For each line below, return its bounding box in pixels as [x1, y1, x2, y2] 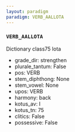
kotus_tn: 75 [14, 106, 45, 113]
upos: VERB [14, 87, 43, 94]
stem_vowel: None [14, 82, 59, 89]
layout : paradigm [6, 8, 49, 15]
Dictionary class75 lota [6, 45, 62, 52]
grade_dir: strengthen [14, 56, 67, 63]
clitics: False [14, 113, 45, 120]
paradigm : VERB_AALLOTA [6, 14, 64, 20]
